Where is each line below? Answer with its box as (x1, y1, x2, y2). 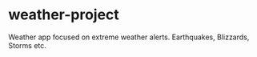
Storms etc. (8, 40, 46, 50)
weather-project (8, 6, 120, 24)
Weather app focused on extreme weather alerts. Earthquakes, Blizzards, (8, 32, 250, 42)
